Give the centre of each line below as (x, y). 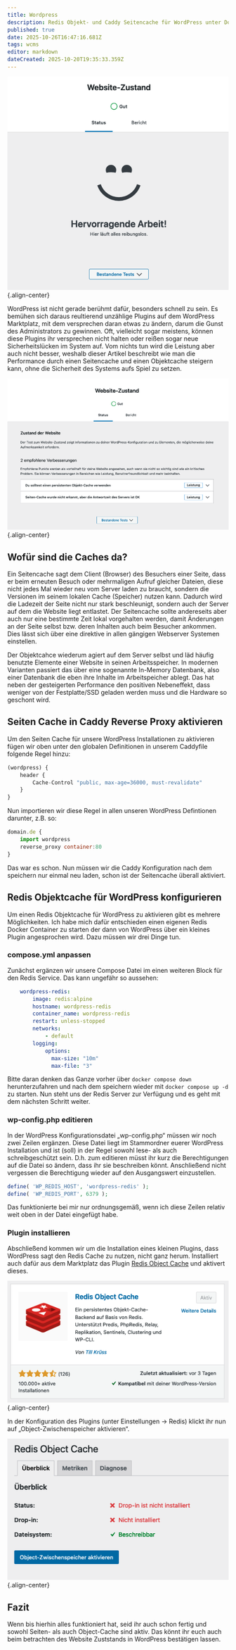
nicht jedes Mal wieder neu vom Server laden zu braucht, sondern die (108, 589)
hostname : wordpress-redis (72, 1007)
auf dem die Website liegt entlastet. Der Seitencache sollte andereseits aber (117, 611)
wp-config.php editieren (50, 1120)
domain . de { (25, 832)
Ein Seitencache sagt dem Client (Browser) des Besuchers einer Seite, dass (117, 574)
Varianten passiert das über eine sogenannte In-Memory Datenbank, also (113, 670)
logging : (45, 1043)
